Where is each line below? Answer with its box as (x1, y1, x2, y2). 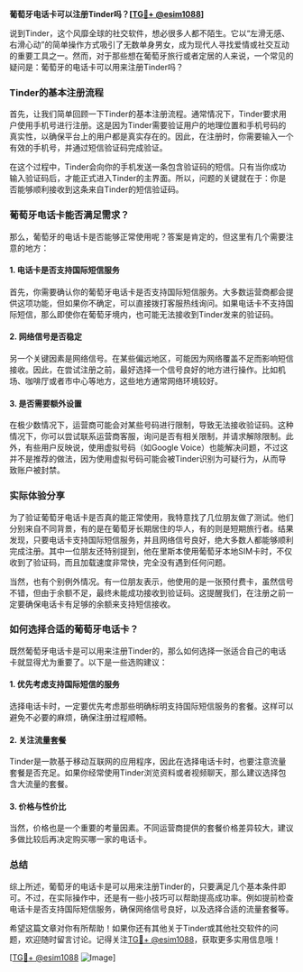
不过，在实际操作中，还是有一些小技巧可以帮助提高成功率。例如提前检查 (24, 892, 294, 903)
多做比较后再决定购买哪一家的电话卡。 (9, 834, 151, 845)
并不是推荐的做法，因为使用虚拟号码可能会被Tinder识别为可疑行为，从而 (9, 454, 279, 464)
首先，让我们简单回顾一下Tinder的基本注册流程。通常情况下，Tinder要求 (9, 108, 280, 120)
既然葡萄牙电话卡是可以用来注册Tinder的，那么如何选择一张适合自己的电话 (9, 645, 287, 656)
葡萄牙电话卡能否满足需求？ (9, 209, 130, 222)
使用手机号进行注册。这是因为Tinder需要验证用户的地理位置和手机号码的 (16, 120, 287, 131)
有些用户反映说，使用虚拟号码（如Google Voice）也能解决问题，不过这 (24, 442, 289, 454)
